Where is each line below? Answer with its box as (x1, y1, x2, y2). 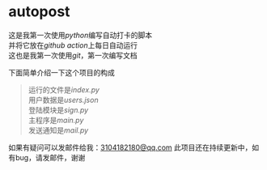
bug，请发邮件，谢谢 (15, 152, 86, 162)
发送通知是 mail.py (28, 125, 89, 135)
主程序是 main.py (28, 115, 84, 125)
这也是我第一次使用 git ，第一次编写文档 (8, 50, 138, 60)
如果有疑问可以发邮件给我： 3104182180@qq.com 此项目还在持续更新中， (8, 142, 252, 152)
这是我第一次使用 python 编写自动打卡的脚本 (8, 30, 152, 40)
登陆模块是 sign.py (28, 104, 89, 115)
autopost (8, 2, 70, 21)
